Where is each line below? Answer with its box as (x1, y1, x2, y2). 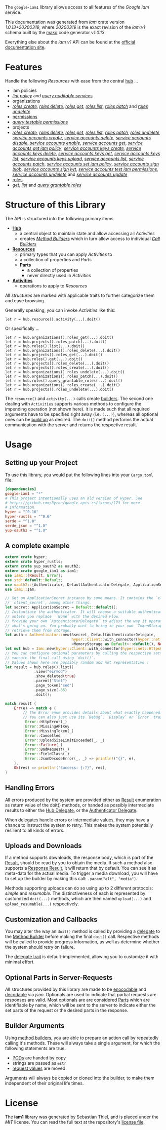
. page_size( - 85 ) (34, 687, 68, 692)
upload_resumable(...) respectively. (5, 901, 79, 907)
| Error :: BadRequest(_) (23, 747, 70, 752)
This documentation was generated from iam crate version (5, 19, 125, 25)
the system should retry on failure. (5, 944, 75, 950)
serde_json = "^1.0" (5, 523, 48, 528)
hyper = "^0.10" (5, 510, 39, 515)
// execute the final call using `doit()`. (5, 655, 96, 660)
